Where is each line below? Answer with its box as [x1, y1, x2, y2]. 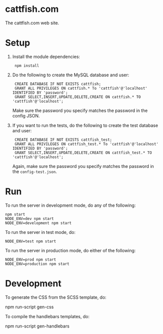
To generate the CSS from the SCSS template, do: [5, 294, 107, 300]
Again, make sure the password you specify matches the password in [12, 163, 154, 169]
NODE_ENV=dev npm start [5, 216, 54, 221]
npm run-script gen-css [5, 304, 54, 310]
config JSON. [12, 112, 40, 118]
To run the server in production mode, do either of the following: [5, 247, 136, 253]
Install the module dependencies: [12, 54, 81, 59]
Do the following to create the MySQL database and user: [12, 72, 129, 78]
